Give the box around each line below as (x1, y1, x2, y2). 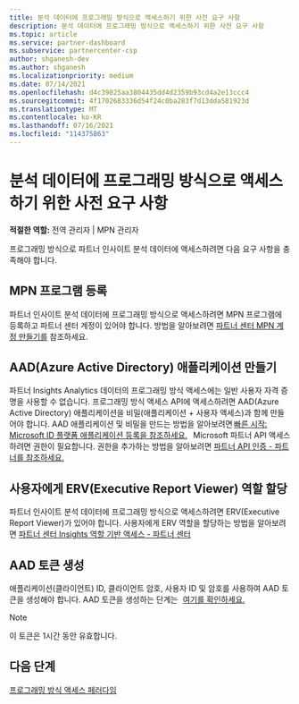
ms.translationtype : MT (9, 105, 98, 114)
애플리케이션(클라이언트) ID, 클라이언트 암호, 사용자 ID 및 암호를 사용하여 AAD (9, 583, 279, 594)
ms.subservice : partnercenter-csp (9, 47, 138, 55)
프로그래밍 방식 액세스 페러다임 (9, 684, 118, 695)
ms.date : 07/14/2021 (9, 80, 87, 89)
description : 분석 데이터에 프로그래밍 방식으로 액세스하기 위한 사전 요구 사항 (9, 21, 265, 30)
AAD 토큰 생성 (9, 557, 85, 573)
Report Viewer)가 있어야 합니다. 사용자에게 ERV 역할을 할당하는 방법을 (9, 518, 256, 529)
